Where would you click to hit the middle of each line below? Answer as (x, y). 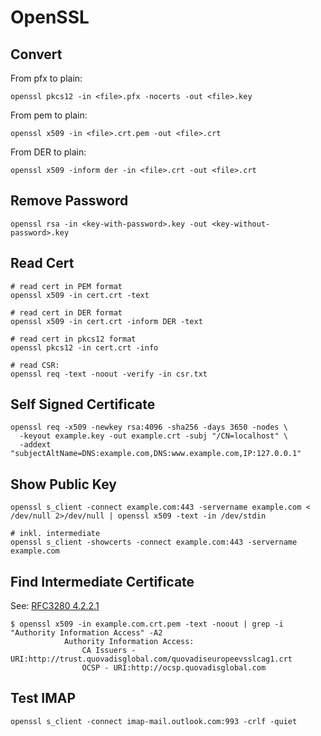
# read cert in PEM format (66, 286)
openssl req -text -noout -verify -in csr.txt (109, 374)
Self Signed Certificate (83, 404)
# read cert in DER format (66, 312)
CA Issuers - (109, 651)
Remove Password (69, 201)
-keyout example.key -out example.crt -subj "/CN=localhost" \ (153, 436)
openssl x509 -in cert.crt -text (80, 295)
